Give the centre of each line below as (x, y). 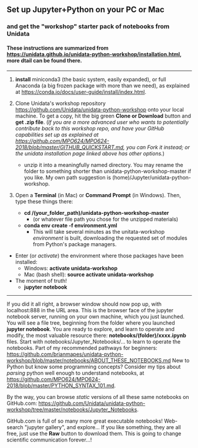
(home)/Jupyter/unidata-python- (152, 177)
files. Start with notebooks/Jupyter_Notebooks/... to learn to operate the (94, 341)
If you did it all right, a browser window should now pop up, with (84, 304)
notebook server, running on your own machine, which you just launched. (95, 316)
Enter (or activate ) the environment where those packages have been (99, 256)
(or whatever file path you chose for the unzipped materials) (105, 219)
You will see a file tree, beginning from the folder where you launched (91, 323)
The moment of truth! (41, 280)
